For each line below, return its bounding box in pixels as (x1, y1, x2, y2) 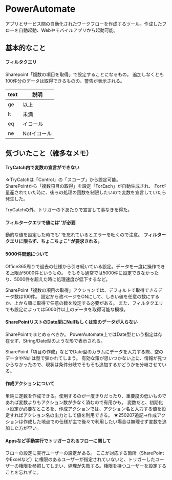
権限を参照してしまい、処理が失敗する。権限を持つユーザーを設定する (18, 463, 167, 469)
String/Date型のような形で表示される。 (23, 337, 105, 344)
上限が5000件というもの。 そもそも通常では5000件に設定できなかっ (9, 270, 155, 276)
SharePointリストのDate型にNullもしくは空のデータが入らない (5, 319, 138, 325)
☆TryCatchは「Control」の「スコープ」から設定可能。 (5, 176, 121, 183)
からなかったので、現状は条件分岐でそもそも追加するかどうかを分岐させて (5, 361, 162, 367)
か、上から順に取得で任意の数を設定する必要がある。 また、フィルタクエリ (5, 299, 164, 306)
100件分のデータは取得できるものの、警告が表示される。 (5, 77, 125, 84)
